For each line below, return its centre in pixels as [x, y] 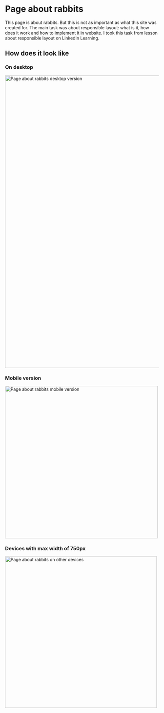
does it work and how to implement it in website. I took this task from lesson [81, 33]
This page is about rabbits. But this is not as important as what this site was [81, 22]
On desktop [19, 67]
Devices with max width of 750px [45, 548]
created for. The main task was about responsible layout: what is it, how [77, 27]
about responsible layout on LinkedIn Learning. [52, 38]
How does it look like [37, 53]
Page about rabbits [44, 9]
